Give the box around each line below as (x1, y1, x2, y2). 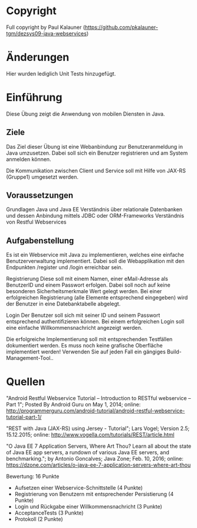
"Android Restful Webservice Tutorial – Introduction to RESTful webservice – (6, 395, 191, 402)
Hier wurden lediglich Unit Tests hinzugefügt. (6, 70, 116, 77)
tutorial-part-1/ (6, 414, 42, 421)
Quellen (6, 375, 45, 389)
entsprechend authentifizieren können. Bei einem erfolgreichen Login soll (6, 318, 185, 325)
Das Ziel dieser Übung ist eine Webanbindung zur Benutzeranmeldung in (6, 143, 183, 150)
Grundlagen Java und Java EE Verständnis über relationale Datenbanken (6, 206, 183, 213)
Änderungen (6, 51, 70, 64)
